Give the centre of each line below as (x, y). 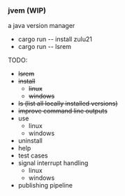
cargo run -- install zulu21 (55, 39)
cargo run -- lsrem (45, 47)
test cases (33, 155)
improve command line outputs (62, 111)
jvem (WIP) (27, 10)
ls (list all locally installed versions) (68, 104)
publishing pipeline (45, 185)
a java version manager (42, 26)
